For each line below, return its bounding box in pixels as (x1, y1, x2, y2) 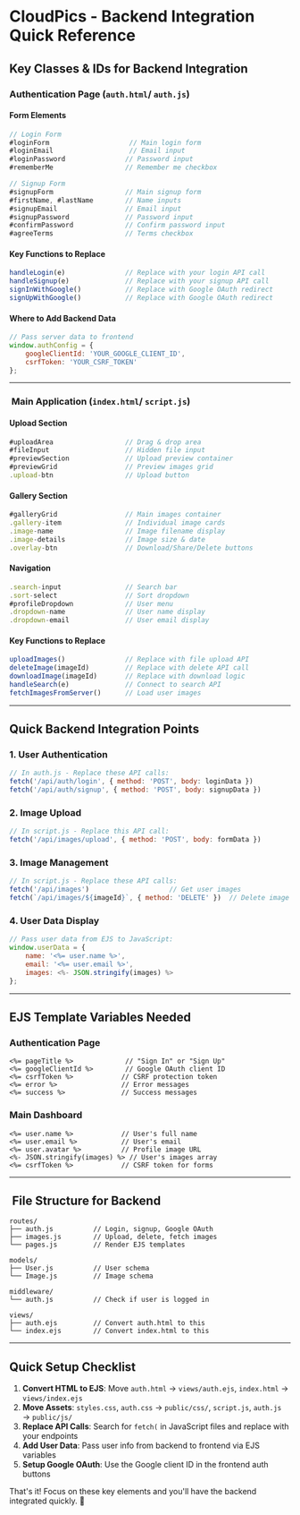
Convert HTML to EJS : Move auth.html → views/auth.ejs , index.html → (21, 1383, 289, 1394)
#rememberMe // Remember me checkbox (9, 163, 218, 172)
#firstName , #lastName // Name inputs (9, 195, 181, 205)
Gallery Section (9, 490, 69, 501)
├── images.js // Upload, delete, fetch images (9, 1233, 218, 1242)
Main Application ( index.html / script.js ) (11, 396, 191, 408)
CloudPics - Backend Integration (9, 6, 255, 27)
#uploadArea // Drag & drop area (9, 437, 202, 447)
